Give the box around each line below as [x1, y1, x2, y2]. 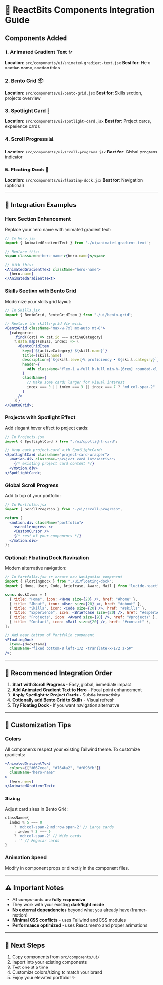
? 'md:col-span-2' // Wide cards [14, 833, 81, 838]
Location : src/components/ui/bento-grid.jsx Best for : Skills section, [5, 90, 143, 96]
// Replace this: [5, 249, 40, 254]
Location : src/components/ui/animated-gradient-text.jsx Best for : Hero [5, 59, 151, 65]
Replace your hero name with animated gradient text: [5, 226, 111, 232]
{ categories [9, 330, 34, 335]
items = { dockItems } [9, 642, 47, 646]
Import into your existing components [12, 959, 87, 965]
